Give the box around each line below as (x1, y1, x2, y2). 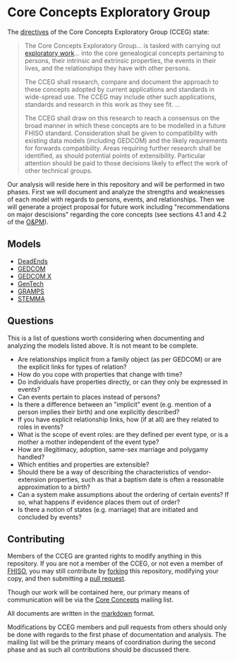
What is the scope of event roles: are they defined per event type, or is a (17, 430, 229, 438)
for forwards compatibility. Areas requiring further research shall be (24, 144, 221, 152)
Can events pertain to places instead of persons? (17, 392, 161, 401)
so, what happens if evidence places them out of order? (17, 498, 181, 506)
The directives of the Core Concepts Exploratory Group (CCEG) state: (7, 28, 209, 36)
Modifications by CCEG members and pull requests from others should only (7, 623, 227, 631)
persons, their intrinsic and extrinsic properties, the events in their (24, 56, 217, 64)
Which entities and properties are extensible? (17, 460, 150, 469)
